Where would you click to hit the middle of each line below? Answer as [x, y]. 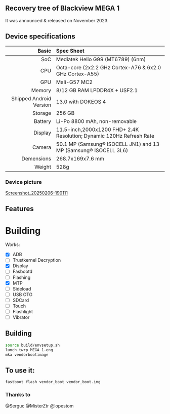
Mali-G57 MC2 [74, 82]
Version [42, 105]
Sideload [22, 288]
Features [19, 209]
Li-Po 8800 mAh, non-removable [96, 121]
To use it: [20, 370]
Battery [42, 121]
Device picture [24, 182]
